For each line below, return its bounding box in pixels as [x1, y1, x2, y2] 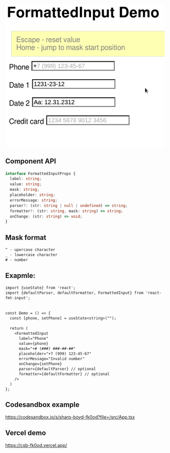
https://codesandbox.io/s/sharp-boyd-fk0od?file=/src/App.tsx [5, 414, 135, 420]
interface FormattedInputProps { [5, 171, 76, 176]
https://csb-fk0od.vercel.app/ [5, 442, 67, 448]
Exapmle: [5, 271, 35, 280]
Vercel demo [5, 429, 47, 437]
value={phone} [18, 341, 49, 346]
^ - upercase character [5, 248, 56, 253]
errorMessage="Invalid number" [18, 356, 85, 361]
